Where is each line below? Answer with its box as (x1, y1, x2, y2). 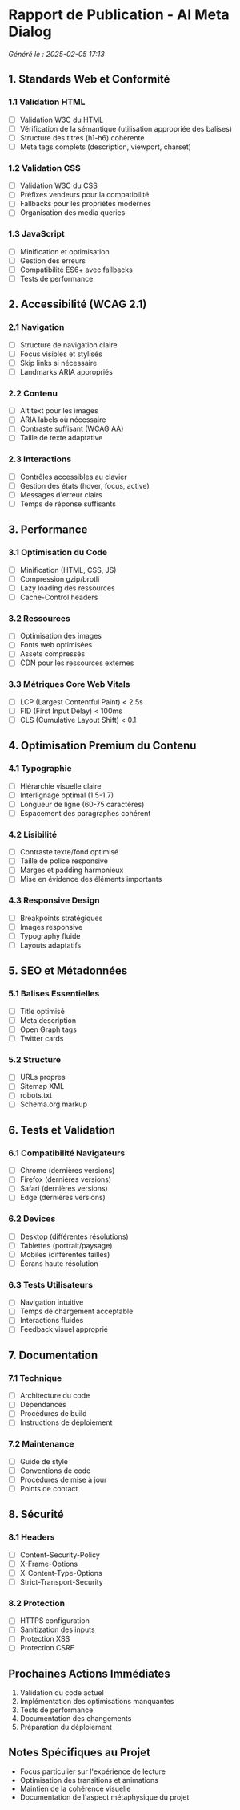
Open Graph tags (19, 1025, 78, 1034)
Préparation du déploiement (19, 1723, 112, 1732)
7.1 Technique (8, 1372, 62, 1383)
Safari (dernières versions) (19, 1183, 108, 1193)
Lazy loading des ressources (19, 583, 115, 593)
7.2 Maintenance (8, 1439, 74, 1450)
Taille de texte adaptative (19, 433, 103, 443)
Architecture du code (19, 1390, 90, 1401)
